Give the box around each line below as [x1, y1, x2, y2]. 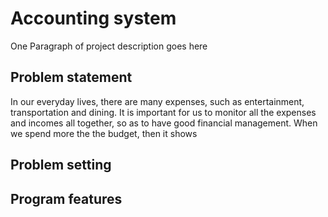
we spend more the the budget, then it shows [10, 127, 198, 139]
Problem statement [10, 69, 133, 86]
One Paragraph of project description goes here [10, 40, 208, 52]
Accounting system [10, 7, 177, 30]
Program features [10, 190, 123, 207]
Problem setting [10, 157, 112, 174]
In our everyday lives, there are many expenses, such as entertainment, [10, 95, 305, 107]
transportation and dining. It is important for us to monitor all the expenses [10, 106, 317, 118]
